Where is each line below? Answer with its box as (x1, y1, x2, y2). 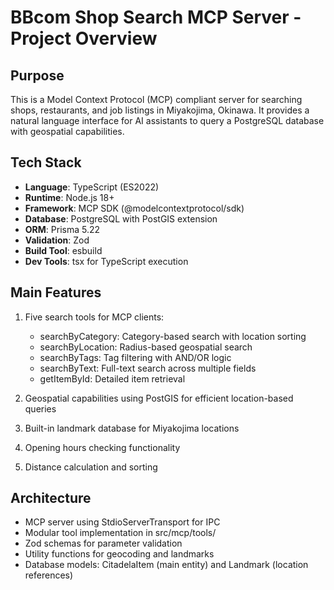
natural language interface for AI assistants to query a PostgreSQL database (10, 115, 325, 126)
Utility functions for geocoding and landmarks (24, 548, 215, 560)
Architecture (10, 490, 92, 507)
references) (24, 569, 74, 581)
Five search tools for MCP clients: (24, 311, 165, 323)
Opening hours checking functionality (24, 441, 181, 453)
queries (24, 402, 57, 415)
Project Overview (10, 27, 158, 50)
